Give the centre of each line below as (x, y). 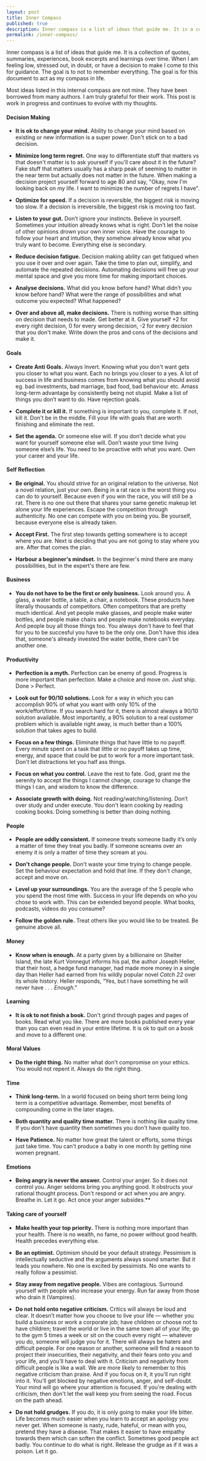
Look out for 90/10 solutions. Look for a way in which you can (94, 698)
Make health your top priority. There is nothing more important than (102, 1227)
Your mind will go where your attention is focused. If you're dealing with (106, 1387)
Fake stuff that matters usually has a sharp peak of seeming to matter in (106, 169)
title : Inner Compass (34, 18)
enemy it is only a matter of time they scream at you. (82, 852)
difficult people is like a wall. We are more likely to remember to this (100, 1367)
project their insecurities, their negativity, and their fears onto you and (103, 1354)
